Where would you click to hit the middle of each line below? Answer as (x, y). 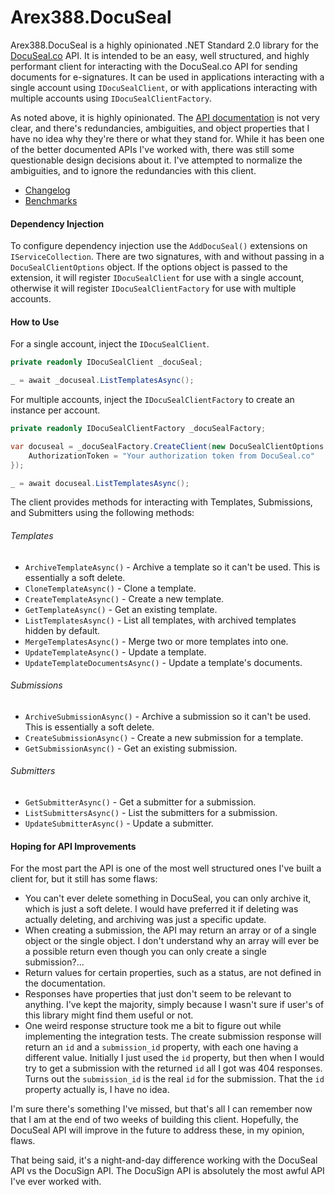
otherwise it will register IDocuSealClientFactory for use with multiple (153, 288)
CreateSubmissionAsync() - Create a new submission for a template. (164, 737)
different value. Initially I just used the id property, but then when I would (174, 1058)
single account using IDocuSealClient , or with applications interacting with (164, 87)
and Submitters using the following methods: (102, 513)
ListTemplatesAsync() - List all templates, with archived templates (160, 620)
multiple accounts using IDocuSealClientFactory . (111, 98)
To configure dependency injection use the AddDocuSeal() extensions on (159, 246)
